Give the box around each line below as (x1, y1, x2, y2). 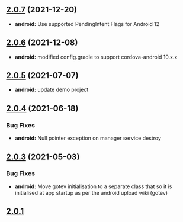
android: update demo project (14, 86, 89, 94)
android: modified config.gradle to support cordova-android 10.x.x (14, 53, 178, 60)
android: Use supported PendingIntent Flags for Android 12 (14, 20, 160, 27)
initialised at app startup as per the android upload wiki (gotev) (14, 189, 168, 196)
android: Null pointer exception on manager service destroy (14, 134, 162, 141)
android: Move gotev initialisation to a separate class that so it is (14, 183, 172, 190)
